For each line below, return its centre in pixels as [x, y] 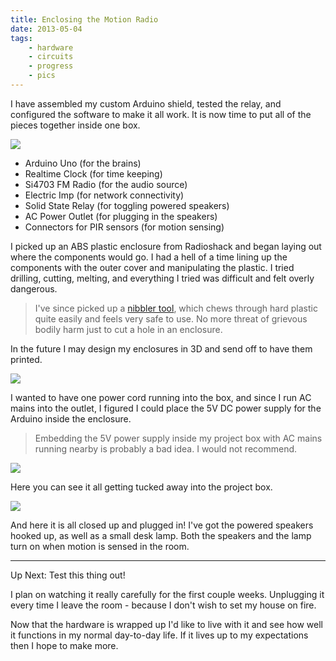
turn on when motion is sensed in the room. [100, 546]
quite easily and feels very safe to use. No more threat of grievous [171, 318]
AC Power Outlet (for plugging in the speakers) [121, 216]
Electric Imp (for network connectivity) [104, 195]
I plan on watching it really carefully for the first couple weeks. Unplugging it [167, 594]
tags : [21, 38]
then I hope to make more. [64, 645]
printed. [26, 359]
